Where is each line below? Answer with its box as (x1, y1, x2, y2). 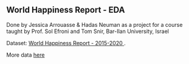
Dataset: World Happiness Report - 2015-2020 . (6, 39, 126, 46)
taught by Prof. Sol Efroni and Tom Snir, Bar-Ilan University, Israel (6, 27, 169, 35)
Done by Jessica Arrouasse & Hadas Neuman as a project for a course (6, 21, 183, 28)
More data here (6, 51, 45, 59)
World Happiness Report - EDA (6, 5, 125, 15)
